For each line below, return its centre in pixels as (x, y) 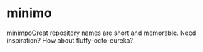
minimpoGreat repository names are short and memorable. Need (101, 33)
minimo (29, 13)
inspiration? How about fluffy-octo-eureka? (70, 40)
